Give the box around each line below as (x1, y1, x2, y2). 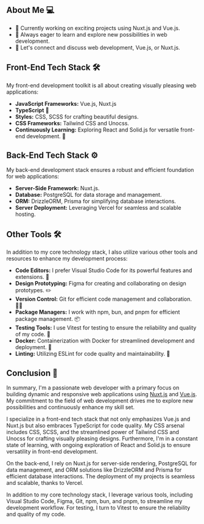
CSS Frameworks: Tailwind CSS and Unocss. (15, 119, 130, 127)
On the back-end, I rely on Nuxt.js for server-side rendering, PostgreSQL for (6, 460, 197, 467)
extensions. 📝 (15, 273, 50, 281)
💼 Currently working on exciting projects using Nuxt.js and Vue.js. (15, 24, 180, 32)
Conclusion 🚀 (6, 367, 58, 378)
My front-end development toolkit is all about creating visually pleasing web (6, 81, 197, 89)
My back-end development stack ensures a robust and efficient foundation (6, 166, 194, 174)
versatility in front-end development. (6, 448, 98, 456)
